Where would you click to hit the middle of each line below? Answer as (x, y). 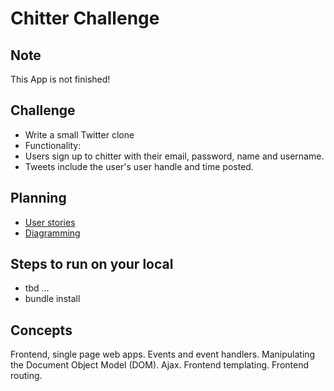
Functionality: (53, 145)
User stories (50, 222)
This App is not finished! (60, 79)
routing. (26, 376)
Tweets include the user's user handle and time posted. (139, 166)
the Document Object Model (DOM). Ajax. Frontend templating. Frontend (160, 365)
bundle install (52, 299)
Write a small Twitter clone (79, 134)
